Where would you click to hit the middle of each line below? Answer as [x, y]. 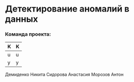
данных [22, 19]
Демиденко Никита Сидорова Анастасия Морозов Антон [64, 75]
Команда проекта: [28, 34]
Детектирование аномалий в [67, 9]
